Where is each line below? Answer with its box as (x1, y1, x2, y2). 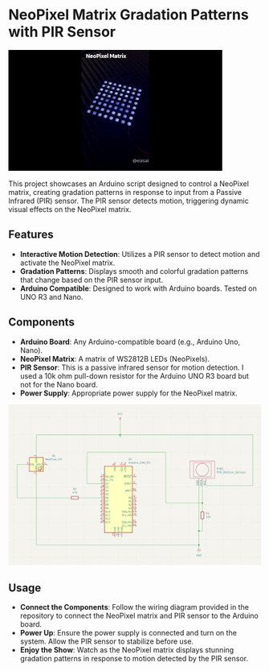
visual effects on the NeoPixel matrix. (8, 204, 132, 214)
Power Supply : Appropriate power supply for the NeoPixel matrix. (19, 388, 238, 398)
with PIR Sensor (8, 23, 116, 41)
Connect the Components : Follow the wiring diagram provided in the (19, 603, 249, 612)
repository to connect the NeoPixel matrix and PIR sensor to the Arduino (19, 611, 259, 621)
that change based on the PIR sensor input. (19, 275, 163, 284)
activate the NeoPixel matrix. (19, 258, 116, 267)
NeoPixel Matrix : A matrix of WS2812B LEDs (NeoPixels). (19, 354, 210, 363)
